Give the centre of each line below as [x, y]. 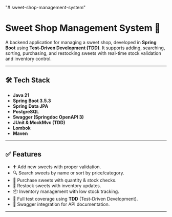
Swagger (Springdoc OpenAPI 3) [48, 117]
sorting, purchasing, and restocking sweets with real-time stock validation [83, 53]
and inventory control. [29, 58]
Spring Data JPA [30, 106]
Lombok [21, 128]
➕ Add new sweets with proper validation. [57, 167]
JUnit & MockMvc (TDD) [39, 122]
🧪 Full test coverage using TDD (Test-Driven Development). [75, 199]
